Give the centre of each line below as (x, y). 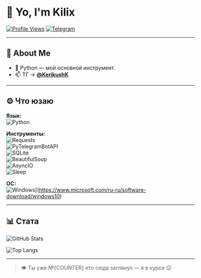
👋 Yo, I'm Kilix (41, 12)
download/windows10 (33, 196)
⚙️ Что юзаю (30, 101)
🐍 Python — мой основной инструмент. (65, 68)
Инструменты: (26, 134)
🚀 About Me (28, 53)
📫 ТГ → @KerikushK (42, 74)
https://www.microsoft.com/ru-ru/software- (92, 190)
